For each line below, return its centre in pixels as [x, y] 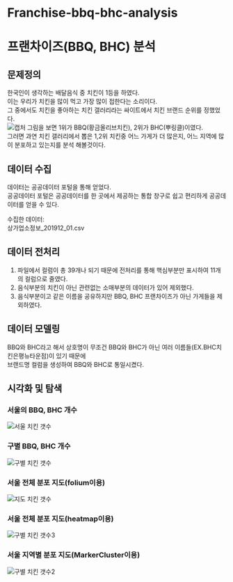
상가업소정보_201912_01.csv [46, 228]
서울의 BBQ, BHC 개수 [42, 410]
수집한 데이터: [26, 219]
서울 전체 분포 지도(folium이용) [56, 482]
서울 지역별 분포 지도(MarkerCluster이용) [74, 555]
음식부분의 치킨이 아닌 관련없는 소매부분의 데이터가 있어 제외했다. [105, 288]
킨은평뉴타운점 [27, 356]
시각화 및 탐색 [35, 389]
